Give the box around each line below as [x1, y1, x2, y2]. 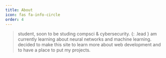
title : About [5, 7, 33, 13]
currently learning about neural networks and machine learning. [17, 36, 152, 42]
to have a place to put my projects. [17, 47, 91, 53]
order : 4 [5, 17, 24, 22]
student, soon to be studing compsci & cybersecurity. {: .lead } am [17, 31, 157, 37]
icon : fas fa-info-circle [5, 12, 60, 17]
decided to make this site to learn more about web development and [17, 42, 161, 48]
